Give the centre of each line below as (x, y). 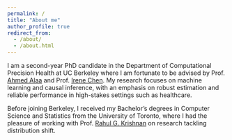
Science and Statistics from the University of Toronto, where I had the (107, 116)
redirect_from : (29, 33)
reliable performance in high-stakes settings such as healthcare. (100, 95)
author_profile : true (39, 26)
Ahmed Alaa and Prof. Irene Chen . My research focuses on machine (105, 80)
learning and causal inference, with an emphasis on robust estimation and (113, 88)
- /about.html (34, 46)
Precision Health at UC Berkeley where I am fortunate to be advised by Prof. (116, 73)
